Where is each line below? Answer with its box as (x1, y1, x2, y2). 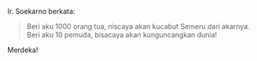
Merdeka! (7, 45, 39, 54)
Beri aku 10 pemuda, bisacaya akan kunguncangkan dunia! (26, 30, 218, 39)
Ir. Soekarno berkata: (7, 7, 75, 16)
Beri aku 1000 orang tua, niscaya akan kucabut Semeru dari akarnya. (26, 22, 251, 30)
